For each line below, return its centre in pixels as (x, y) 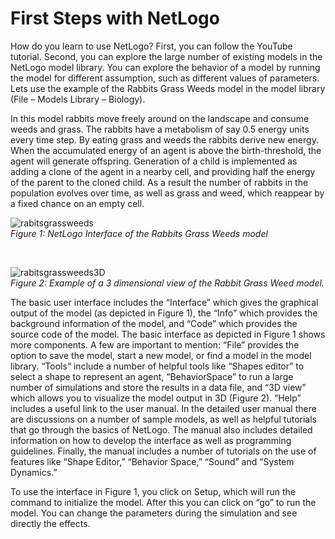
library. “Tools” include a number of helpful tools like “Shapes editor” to (157, 366)
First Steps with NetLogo (115, 18)
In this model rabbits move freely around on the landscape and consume (160, 118)
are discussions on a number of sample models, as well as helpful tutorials (163, 419)
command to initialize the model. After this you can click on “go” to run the (163, 502)
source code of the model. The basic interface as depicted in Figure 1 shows (168, 334)
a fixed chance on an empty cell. (77, 203)
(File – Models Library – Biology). (78, 99)
